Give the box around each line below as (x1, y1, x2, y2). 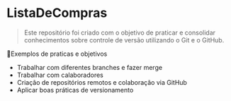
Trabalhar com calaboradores (16, 71, 103, 79)
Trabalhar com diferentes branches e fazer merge (16, 63, 163, 71)
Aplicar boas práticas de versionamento (16, 85, 134, 94)
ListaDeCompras (6, 5, 108, 21)
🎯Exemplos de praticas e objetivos (6, 49, 108, 58)
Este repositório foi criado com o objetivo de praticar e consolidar (23, 28, 216, 37)
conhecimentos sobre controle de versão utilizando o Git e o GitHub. (23, 35, 225, 44)
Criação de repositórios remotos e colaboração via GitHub (16, 78, 187, 86)
